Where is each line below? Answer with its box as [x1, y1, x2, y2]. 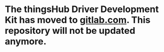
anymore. [5, 36, 47, 47]
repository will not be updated [5, 25, 135, 36]
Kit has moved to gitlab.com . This [5, 14, 151, 26]
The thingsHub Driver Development [5, 4, 159, 15]
